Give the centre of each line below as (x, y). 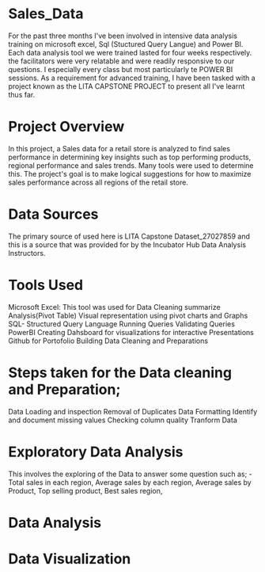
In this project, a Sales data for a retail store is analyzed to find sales (119, 148)
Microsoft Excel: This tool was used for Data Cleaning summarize (114, 307)
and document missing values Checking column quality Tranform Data (123, 420)
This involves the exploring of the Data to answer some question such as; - (131, 474)
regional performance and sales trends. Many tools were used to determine (131, 165)
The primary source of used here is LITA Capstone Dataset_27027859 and (129, 236)
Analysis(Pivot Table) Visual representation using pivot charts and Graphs (128, 315)
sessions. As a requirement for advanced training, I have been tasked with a (132, 78)
